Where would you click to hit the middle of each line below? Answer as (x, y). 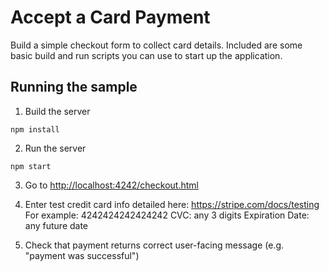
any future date (56, 225)
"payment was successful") (82, 255)
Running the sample (74, 87)
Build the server (57, 111)
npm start (31, 166)
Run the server (55, 148)
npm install (35, 129)
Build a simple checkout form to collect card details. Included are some (156, 45)
